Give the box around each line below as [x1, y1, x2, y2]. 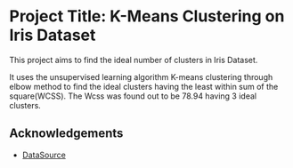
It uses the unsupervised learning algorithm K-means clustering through [9, 71, 273, 82]
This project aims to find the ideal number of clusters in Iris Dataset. [9, 54, 258, 65]
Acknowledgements [9, 126, 124, 141]
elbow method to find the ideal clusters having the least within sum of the [9, 81, 279, 92]
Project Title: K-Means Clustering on [9, 6, 285, 27]
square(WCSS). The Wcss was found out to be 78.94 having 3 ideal [9, 91, 256, 101]
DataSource [21, 149, 67, 160]
